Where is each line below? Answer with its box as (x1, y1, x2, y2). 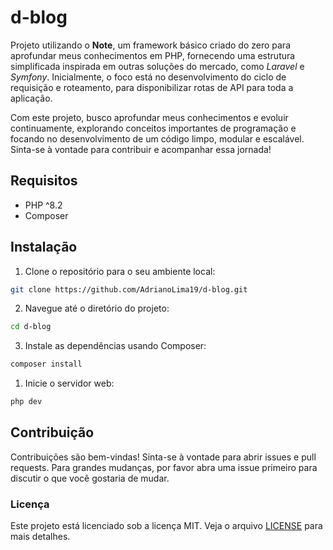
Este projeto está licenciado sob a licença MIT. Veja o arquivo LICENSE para (10, 520, 323, 532)
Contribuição (10, 424, 95, 441)
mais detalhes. (10, 531, 71, 543)
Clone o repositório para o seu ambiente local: (24, 265, 216, 277)
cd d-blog (10, 322, 52, 332)
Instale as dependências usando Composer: (24, 340, 207, 352)
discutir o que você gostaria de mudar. (10, 472, 170, 484)
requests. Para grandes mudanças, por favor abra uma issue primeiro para (10, 461, 318, 473)
